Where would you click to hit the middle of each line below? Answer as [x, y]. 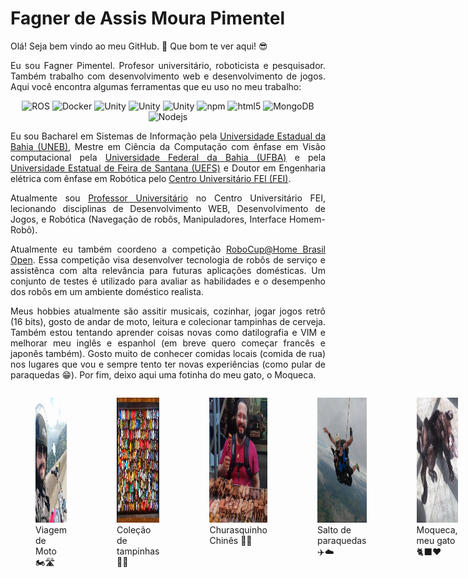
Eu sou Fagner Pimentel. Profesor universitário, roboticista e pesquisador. [168, 65]
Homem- [307, 219]
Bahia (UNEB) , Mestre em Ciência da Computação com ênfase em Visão [168, 146]
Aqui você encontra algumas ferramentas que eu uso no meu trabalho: [156, 86]
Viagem [51, 529]
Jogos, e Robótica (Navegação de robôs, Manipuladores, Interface [148, 219]
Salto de [334, 529]
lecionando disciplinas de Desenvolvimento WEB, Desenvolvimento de [168, 208]
